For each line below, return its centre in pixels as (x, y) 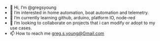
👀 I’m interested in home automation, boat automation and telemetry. (79, 13)
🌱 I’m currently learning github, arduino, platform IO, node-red (72, 18)
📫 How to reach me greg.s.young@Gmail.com (57, 33)
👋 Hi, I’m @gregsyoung (33, 7)
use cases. (21, 28)
